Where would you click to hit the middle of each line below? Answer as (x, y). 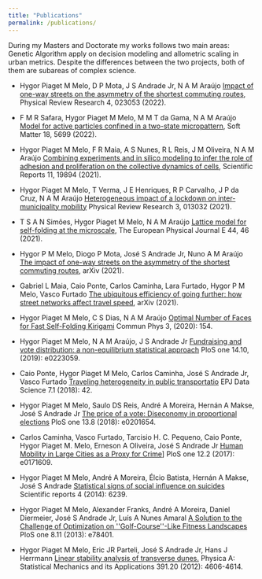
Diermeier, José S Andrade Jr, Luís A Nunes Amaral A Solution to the (131, 518)
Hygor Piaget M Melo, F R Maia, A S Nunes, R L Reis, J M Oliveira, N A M (137, 149)
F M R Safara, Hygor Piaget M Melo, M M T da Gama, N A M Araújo (128, 117)
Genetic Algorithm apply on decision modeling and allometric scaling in (124, 53)
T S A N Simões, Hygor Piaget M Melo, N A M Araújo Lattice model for (133, 222)
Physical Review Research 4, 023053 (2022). (93, 102)
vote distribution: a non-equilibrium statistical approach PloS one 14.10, (134, 349)
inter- (227, 198)
